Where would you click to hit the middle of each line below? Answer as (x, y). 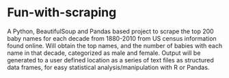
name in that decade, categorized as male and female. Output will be (104, 53)
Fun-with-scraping (62, 13)
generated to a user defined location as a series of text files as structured (110, 60)
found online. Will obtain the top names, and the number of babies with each (115, 45)
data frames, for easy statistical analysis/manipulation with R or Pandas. (108, 67)
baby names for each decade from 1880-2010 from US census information (112, 38)
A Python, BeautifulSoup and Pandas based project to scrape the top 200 (110, 31)
